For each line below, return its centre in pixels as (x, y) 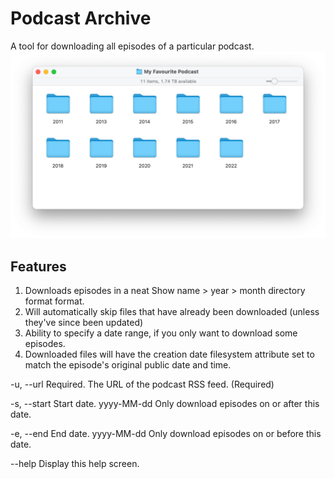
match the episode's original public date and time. (128, 365)
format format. (54, 301)
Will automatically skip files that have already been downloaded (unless (172, 311)
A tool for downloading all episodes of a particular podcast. (132, 46)
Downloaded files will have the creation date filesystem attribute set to (169, 354)
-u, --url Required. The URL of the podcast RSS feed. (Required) (142, 384)
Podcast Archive (81, 18)
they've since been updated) (84, 322)
